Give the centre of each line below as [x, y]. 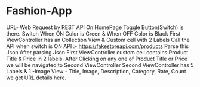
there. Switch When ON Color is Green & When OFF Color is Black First [93, 33]
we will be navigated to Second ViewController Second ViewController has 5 [100, 65]
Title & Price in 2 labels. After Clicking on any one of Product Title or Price [97, 59]
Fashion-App [39, 11]
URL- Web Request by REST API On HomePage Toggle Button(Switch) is [95, 27]
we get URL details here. [36, 78]
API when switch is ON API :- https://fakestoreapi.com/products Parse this [98, 46]
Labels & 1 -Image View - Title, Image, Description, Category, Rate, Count [96, 71]
